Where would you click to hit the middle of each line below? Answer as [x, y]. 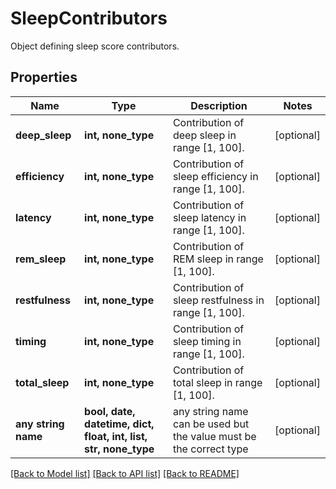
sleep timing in [207, 341]
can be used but [211, 424]
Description [219, 105]
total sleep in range [217, 382]
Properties [44, 77]
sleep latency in [209, 217]
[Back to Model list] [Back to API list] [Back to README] [125, 473]
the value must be [214, 436]
